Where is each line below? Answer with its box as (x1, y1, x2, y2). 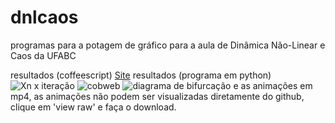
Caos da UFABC (10, 49, 77, 61)
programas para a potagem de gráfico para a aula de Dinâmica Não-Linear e (10, 39, 326, 51)
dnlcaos (10, 6, 79, 29)
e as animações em (233, 79, 313, 91)
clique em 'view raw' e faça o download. (10, 101, 177, 113)
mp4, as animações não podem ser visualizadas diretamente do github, (10, 90, 305, 102)
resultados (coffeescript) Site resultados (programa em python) (10, 69, 272, 81)
